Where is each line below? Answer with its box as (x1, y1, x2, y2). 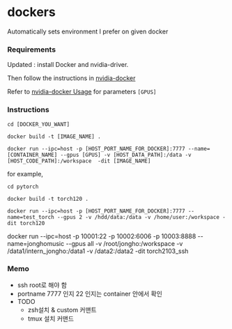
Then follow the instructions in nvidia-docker (7, 74, 136, 82)
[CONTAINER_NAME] (7, 151, 58, 158)
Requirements (7, 45, 56, 54)
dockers (7, 4, 56, 20)
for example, (7, 169, 44, 178)
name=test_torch (7, 213, 54, 220)
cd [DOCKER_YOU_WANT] (7, 121, 70, 128)
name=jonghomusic (7, 239, 65, 247)
